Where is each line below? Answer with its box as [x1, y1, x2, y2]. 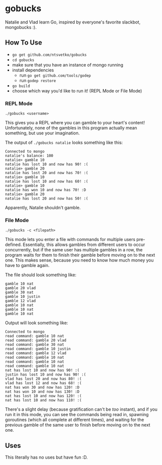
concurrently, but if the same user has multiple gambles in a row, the [5, 247, 143, 253]
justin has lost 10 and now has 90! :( [5, 372, 86, 377]
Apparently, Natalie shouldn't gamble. [5, 205, 81, 211]
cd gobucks [12, 57, 35, 63]
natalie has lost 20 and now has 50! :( [5, 196, 89, 201]
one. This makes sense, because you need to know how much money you [5, 257, 154, 263]
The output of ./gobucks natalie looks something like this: [5, 140, 123, 146]
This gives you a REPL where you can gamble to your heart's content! [5, 120, 145, 126]
